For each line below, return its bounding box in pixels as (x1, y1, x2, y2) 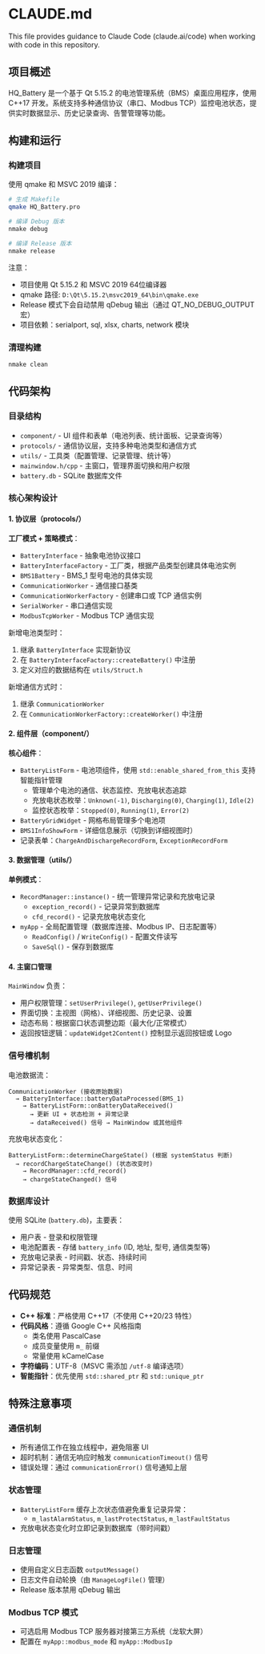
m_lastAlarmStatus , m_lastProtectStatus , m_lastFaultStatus (31, 1514, 231, 1523)
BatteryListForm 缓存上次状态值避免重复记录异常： (19, 1504, 189, 1514)
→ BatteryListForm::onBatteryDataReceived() (22, 1101, 174, 1110)
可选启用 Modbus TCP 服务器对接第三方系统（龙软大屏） (19, 1627, 208, 1636)
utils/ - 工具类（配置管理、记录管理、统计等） (19, 450, 176, 460)
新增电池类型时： (8, 628, 65, 637)
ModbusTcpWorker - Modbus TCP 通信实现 (19, 611, 155, 620)
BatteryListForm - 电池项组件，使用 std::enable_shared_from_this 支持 (19, 765, 256, 774)
